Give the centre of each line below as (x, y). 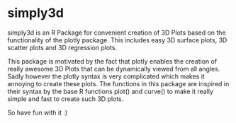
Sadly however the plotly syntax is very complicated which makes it (106, 76)
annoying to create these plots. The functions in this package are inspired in (118, 83)
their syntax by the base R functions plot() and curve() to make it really (111, 91)
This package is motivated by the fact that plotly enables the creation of (112, 61)
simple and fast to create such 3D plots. (66, 99)
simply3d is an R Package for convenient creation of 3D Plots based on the (117, 33)
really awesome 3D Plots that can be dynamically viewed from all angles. (114, 69)
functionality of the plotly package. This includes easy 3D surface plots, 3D (117, 40)
